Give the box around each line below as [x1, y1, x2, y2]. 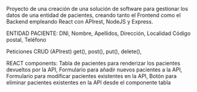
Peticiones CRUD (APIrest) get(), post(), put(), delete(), [6, 48, 142, 55]
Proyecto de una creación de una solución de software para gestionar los [6, 5, 189, 12]
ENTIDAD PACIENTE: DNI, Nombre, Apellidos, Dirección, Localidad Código [6, 30, 191, 37]
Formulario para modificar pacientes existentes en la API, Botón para [6, 73, 177, 79]
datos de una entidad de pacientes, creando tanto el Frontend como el [6, 11, 181, 19]
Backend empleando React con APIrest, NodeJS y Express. [6, 18, 154, 25]
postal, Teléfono [6, 36, 46, 43]
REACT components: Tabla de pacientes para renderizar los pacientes [6, 60, 181, 67]
